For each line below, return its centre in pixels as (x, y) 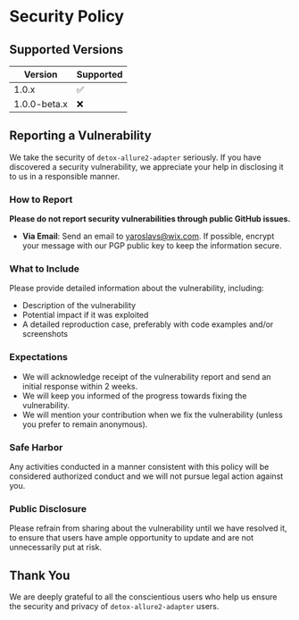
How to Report (41, 199)
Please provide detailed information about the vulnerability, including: (137, 289)
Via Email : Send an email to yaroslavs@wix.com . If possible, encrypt (148, 236)
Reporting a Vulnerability (80, 136)
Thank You (40, 575)
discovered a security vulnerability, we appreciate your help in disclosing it (146, 166)
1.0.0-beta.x (41, 104)
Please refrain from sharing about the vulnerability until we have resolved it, (148, 528)
